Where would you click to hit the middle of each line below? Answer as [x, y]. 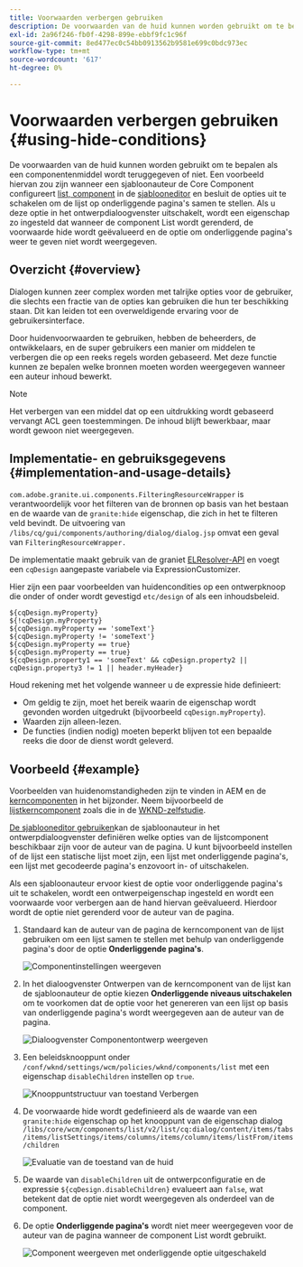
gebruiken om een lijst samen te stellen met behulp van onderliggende [153, 939]
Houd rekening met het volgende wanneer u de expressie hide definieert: [145, 685]
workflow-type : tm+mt [50, 51]
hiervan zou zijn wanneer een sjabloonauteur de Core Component [132, 184]
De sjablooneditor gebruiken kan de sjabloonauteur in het [115, 828]
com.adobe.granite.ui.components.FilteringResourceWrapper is [127, 495]
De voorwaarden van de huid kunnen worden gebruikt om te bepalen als [143, 164]
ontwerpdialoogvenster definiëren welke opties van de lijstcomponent [139, 837]
